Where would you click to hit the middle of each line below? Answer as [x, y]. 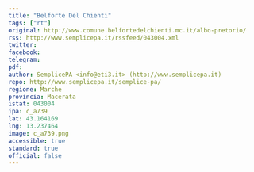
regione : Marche [35, 89]
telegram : [25, 60]
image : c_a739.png [38, 133]
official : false [35, 155]
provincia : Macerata [42, 97]
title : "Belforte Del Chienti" [60, 15]
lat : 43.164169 [33, 119]
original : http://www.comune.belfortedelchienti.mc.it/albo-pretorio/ [127, 30]
